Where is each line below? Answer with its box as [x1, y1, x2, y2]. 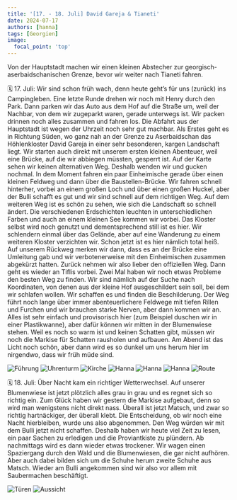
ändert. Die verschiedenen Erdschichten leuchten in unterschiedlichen [7, 208, 212, 216]
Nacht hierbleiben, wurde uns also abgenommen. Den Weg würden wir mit [7, 419, 225, 427]
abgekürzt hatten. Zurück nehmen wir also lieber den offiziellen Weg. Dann [7, 260, 226, 268]
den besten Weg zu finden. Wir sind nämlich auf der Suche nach [7, 275, 196, 283]
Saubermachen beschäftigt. [7, 472, 88, 479]
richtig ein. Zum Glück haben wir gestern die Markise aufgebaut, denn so [7, 396, 221, 404]
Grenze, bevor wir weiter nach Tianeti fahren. [71, 70, 204, 79]
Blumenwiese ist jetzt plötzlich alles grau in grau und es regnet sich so [7, 389, 213, 397]
